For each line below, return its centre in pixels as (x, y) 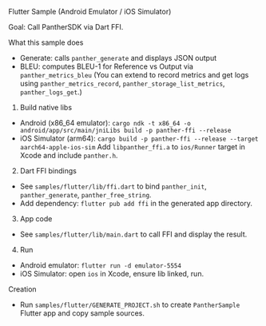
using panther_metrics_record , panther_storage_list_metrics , (122, 83)
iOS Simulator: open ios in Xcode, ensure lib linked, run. (112, 274)
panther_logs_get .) (51, 92)
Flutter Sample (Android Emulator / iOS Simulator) (90, 12)
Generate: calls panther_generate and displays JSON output (118, 58)
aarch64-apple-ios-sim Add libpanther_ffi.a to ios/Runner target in (133, 147)
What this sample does (46, 42)
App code (36, 219)
